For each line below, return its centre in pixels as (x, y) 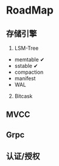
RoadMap (30, 10)
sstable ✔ (26, 66)
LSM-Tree (27, 48)
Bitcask (23, 96)
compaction (29, 72)
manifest (25, 78)
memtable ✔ (29, 59)
